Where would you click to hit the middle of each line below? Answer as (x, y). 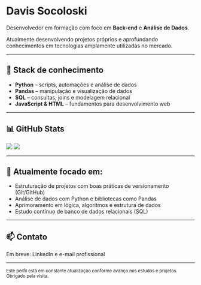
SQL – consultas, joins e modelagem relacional (72, 97)
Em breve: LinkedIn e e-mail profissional (56, 254)
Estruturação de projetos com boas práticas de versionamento (92, 186)
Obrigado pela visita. (28, 276)
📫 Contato (27, 237)
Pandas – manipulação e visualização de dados (74, 91)
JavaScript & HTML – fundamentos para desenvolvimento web (92, 104)
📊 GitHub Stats (35, 129)
